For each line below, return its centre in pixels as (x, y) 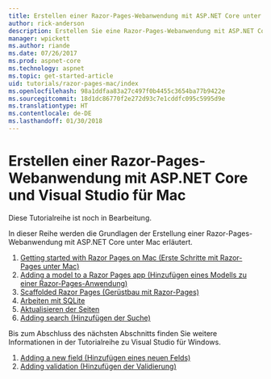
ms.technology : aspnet (46, 69)
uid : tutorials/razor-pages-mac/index (73, 83)
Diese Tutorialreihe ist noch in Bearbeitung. (80, 217)
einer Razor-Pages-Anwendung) (74, 283)
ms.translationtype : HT (48, 106)
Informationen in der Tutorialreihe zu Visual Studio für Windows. (115, 342)
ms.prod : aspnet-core (45, 61)
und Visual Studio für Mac (97, 196)
